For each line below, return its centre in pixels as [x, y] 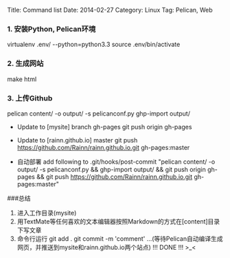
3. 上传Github [30, 98]
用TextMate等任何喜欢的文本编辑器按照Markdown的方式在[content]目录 [118, 221]
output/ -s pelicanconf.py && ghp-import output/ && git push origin [111, 169]
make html [22, 79]
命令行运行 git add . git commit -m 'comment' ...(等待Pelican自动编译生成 [120, 238]
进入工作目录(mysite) [47, 213]
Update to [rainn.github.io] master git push [77, 140]
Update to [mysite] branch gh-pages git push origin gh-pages [104, 127]
